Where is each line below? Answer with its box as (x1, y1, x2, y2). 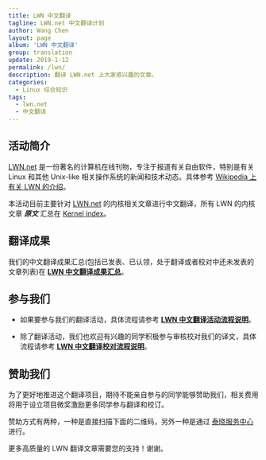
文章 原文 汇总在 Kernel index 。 (8, 209, 111, 218)
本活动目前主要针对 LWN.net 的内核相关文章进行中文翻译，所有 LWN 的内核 (8, 198, 256, 208)
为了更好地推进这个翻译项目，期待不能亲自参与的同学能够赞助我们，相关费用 (8, 390, 259, 400)
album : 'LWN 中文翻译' (8, 41, 79, 49)
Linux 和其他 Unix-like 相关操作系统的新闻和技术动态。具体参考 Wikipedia (8, 172, 249, 181)
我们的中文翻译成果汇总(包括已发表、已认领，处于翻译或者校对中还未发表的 (8, 256, 255, 267)
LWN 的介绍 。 (23, 181, 71, 191)
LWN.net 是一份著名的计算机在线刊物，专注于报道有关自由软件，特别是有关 (8, 162, 255, 171)
